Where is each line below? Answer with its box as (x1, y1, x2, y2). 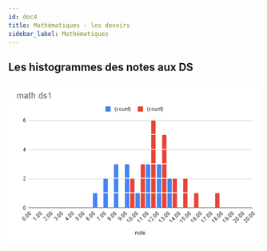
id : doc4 (8, 13, 38, 21)
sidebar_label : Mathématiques (8, 30, 110, 38)
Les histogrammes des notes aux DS (8, 60, 193, 74)
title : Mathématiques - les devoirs (8, 21, 130, 30)
